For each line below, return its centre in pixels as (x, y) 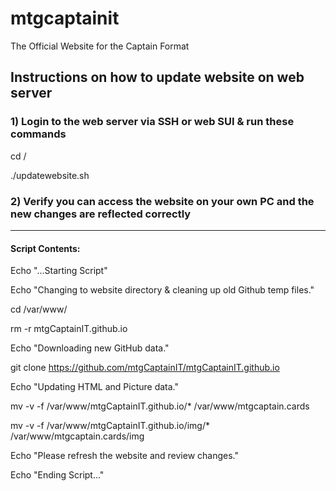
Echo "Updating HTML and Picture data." (94, 387)
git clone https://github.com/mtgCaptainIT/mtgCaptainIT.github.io (145, 368)
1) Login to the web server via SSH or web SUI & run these (152, 122)
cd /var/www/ (39, 309)
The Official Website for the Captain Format (100, 46)
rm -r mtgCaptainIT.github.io (69, 329)
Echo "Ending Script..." (57, 475)
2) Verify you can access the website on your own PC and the (162, 201)
